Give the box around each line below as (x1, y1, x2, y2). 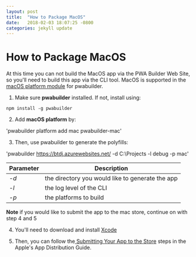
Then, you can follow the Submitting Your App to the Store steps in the (14, 238, 187, 245)
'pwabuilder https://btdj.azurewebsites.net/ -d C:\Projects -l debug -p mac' (6, 150, 189, 157)
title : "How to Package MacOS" (6, 14, 86, 20)
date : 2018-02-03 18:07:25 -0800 (6, 19, 94, 25)
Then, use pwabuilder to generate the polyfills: (14, 139, 129, 146)
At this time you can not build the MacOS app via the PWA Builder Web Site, (6, 70, 191, 77)
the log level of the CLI (44, 184, 107, 192)
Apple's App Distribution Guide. (14, 244, 92, 251)
